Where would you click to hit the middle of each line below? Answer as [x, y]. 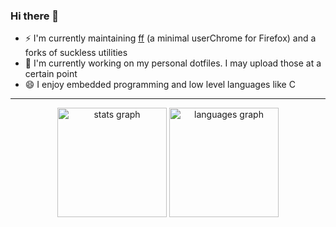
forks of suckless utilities [76, 53]
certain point [51, 74]
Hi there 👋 [35, 16]
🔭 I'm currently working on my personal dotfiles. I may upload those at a [173, 63]
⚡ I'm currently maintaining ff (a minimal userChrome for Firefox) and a [170, 38]
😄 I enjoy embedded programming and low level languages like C [160, 85]
